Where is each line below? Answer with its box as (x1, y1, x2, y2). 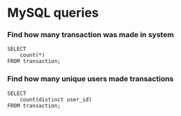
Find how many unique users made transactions (7, 74, 174, 84)
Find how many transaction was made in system (7, 30, 175, 40)
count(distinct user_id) (20, 96, 92, 103)
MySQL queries (7, 5, 99, 21)
